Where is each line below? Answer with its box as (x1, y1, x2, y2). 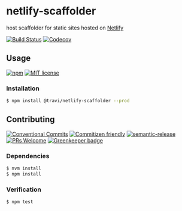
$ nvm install (6, 165, 42, 172)
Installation (6, 84, 40, 93)
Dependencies (6, 151, 50, 160)
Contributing (6, 114, 55, 124)
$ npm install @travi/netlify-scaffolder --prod (6, 98, 130, 104)
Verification (6, 185, 42, 194)
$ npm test (6, 199, 34, 205)
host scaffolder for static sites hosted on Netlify (6, 24, 124, 31)
